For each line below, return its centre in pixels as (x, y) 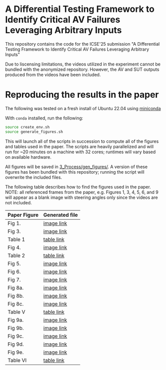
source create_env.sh (28, 127)
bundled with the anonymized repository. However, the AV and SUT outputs (82, 69)
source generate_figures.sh (34, 132)
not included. (19, 202)
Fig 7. (14, 280)
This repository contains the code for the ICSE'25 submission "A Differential (83, 44)
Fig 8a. (16, 288)
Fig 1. (14, 223)
